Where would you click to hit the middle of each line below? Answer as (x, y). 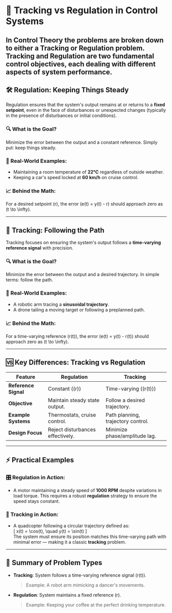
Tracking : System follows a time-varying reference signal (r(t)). (80, 575)
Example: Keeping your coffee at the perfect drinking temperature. (96, 605)
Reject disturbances (72, 429)
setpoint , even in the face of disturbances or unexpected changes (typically (86, 110)
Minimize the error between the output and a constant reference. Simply (82, 142)
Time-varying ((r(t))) (131, 388)
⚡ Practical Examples (40, 460)
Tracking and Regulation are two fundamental (80, 56)
